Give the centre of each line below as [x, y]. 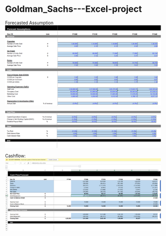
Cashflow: [15, 156]
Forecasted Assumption [29, 23]
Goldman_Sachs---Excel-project [74, 9]
